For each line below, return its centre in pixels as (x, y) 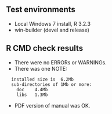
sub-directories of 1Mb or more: (52, 84)
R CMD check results (45, 48)
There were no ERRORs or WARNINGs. (60, 62)
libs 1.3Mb (32, 95)
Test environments (41, 10)
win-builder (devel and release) (52, 30)
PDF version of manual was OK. (52, 105)
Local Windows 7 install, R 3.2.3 (53, 23)
